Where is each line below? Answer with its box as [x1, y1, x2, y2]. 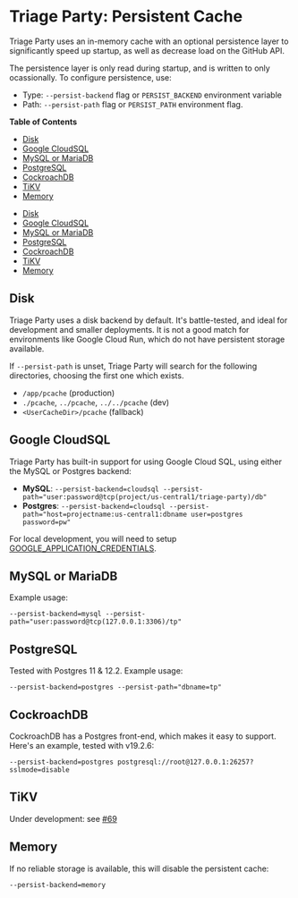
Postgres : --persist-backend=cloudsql [21, 500, 166, 511]
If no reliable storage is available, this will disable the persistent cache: [9, 863, 269, 874]
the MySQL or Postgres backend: [9, 465, 132, 476]
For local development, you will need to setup [9, 533, 177, 544]
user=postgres [191, 510, 243, 519]
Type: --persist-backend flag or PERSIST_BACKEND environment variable [21, 89, 282, 100]
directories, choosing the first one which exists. [9, 369, 184, 381]
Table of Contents [9, 116, 78, 127]
